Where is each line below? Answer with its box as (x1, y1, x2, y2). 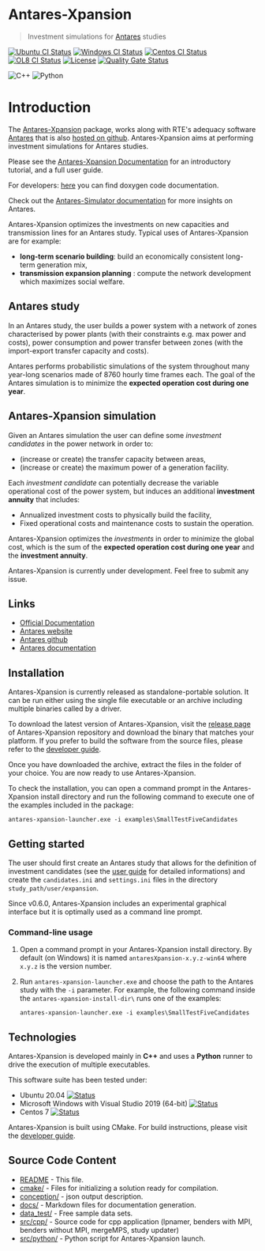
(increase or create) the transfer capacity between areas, (19, 454, 207, 463)
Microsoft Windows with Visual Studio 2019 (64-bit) (19, 1099, 188, 1109)
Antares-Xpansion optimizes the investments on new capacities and (8, 219, 230, 229)
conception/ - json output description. (19, 1192, 144, 1201)
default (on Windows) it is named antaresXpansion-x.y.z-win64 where (19, 953, 247, 962)
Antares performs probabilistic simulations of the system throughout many (8, 361, 250, 371)
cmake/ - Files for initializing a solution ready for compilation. (19, 1183, 218, 1192)
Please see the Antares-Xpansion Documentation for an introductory (8, 157, 231, 166)
